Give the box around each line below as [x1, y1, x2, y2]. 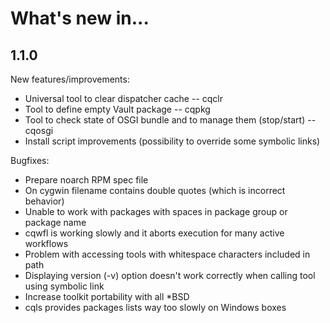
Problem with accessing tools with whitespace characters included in [24, 248, 311, 260]
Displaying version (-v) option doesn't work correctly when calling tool [24, 270, 316, 281]
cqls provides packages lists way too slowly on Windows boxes [24, 302, 287, 313]
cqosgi [24, 125, 54, 136]
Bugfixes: [10, 155, 50, 166]
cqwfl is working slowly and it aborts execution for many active [24, 227, 285, 239]
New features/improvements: [10, 73, 130, 85]
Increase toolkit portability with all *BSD [24, 291, 190, 302]
